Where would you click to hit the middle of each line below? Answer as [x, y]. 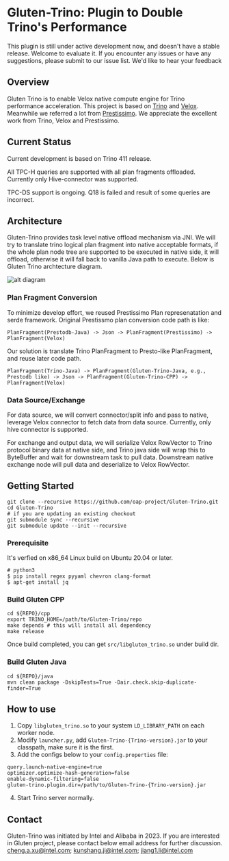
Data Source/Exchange [46, 400]
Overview [28, 82]
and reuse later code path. [44, 358]
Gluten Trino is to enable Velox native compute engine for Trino [96, 99]
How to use [31, 709]
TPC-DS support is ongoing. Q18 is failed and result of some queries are [109, 192]
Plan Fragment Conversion [52, 298]
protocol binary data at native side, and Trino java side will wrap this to [106, 450]
